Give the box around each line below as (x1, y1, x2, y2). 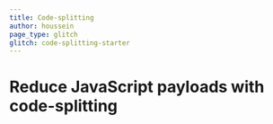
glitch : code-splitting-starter (9, 38, 130, 48)
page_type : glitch (9, 30, 78, 39)
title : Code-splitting (9, 13, 94, 22)
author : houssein (9, 22, 75, 31)
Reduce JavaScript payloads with (9, 77, 265, 97)
